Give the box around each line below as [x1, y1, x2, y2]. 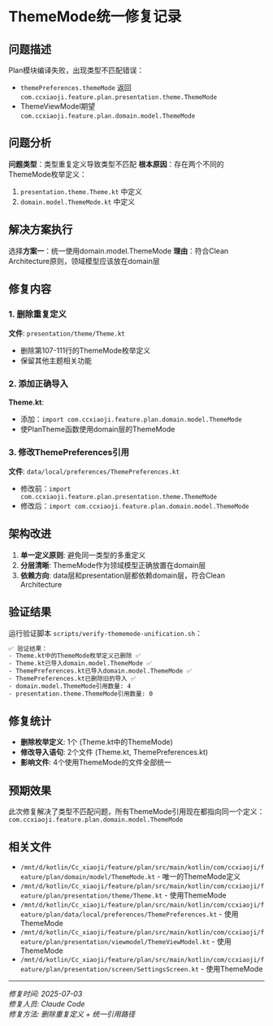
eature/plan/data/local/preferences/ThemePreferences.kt [19, 911, 218, 919]
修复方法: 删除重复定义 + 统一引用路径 [8, 1009, 136, 1020]
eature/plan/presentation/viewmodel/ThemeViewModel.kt [19, 938, 210, 946]
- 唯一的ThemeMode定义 [157, 872, 241, 881]
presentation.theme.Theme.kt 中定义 [19, 186, 143, 196]
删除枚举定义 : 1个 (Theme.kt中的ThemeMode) [19, 737, 173, 747]
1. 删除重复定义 [8, 308, 67, 319]
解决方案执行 [8, 223, 73, 236]
